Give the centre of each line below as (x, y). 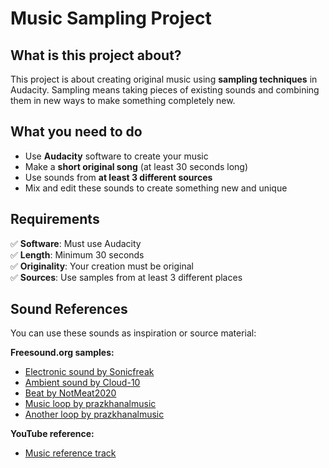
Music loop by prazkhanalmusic (90, 404)
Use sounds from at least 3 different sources (118, 177)
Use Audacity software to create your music (116, 156)
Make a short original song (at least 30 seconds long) (136, 166)
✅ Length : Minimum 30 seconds (77, 254)
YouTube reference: (52, 434)
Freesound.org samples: (62, 353)
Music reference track (70, 453)
